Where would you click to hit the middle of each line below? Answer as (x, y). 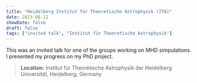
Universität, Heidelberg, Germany (61, 74)
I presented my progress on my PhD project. (60, 57)
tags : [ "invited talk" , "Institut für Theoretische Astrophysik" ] (89, 34)
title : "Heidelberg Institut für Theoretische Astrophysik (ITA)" (89, 11)
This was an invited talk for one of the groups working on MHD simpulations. (99, 50)
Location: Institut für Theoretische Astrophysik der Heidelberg (96, 68)
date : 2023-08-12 (27, 17)
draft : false (22, 28)
